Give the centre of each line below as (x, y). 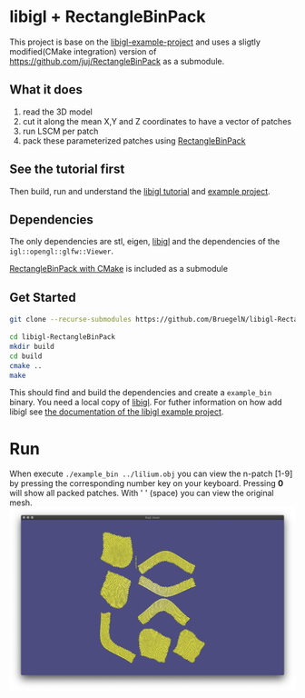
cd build (26, 356)
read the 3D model (57, 112)
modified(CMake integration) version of (83, 51)
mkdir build (32, 346)
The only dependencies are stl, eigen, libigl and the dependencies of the (145, 242)
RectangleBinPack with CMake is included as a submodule (119, 269)
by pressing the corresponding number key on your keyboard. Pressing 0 (147, 484)
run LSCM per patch (60, 131)
